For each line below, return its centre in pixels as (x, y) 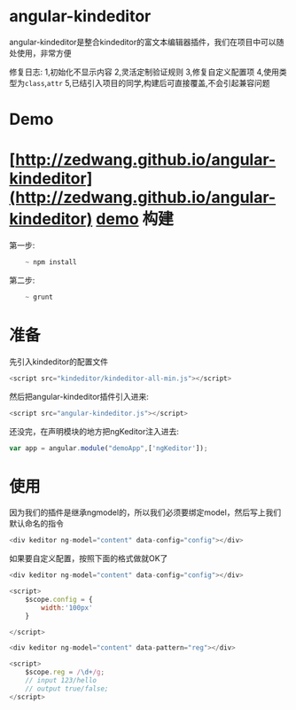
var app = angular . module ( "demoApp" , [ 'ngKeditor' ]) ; (109, 448)
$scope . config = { (59, 599)
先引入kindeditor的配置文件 (59, 362)
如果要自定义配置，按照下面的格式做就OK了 (89, 558)
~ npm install (51, 262)
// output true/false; (67, 689)
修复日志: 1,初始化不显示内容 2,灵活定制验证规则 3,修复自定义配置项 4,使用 (144, 72)
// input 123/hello (61, 681)
